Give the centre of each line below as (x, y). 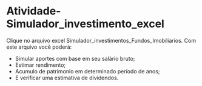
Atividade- (34, 11)
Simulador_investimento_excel (86, 24)
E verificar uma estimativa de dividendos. (67, 78)
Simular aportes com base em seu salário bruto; (75, 58)
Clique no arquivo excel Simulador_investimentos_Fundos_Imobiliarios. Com (101, 40)
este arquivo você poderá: (39, 47)
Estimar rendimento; (40, 65)
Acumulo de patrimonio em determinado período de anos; (87, 71)
